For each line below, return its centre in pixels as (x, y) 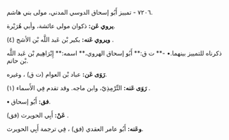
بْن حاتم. (18, 61)
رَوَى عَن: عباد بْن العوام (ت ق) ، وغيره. (57, 74)
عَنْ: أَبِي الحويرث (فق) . (38, 115)
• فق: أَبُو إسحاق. (29, 101)
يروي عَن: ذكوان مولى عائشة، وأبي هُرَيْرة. (61, 26)
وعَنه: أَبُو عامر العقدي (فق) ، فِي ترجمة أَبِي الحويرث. (75, 129)
